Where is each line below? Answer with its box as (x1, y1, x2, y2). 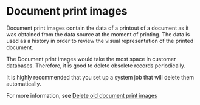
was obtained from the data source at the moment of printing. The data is (6, 30, 190, 38)
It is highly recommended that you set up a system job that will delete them (6, 73, 195, 81)
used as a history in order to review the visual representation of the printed (6, 37, 194, 44)
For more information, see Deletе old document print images (6, 92, 157, 99)
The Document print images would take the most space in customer (6, 55, 176, 63)
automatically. (6, 80, 41, 87)
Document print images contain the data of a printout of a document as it (6, 24, 189, 32)
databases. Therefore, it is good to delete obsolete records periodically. (6, 62, 185, 69)
